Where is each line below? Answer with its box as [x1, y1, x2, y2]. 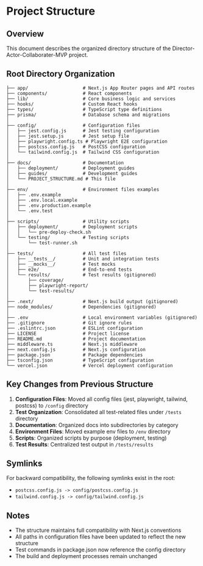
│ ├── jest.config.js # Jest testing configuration [6, 127, 160, 134]
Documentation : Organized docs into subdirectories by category [15, 421, 179, 428]
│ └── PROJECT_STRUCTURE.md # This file [6, 176, 116, 182]
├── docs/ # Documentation [6, 160, 124, 166]
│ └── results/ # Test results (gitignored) [6, 271, 157, 278]
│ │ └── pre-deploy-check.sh [6, 229, 91, 235]
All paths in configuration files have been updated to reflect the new [15, 533, 186, 540]
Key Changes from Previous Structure [6, 379, 154, 390]
